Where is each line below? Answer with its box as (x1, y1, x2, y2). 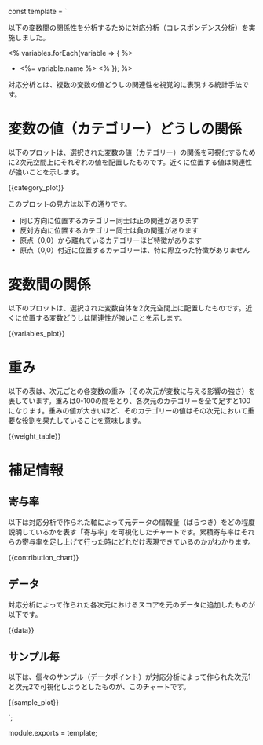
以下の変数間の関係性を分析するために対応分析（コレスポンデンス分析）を (8, 23, 249, 32)
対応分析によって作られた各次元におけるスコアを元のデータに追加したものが (8, 600, 255, 609)
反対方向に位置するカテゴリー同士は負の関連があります (19, 226, 199, 235)
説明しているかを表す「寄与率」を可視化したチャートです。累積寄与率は (8, 527, 242, 537)
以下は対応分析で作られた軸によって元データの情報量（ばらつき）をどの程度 (8, 517, 255, 527)
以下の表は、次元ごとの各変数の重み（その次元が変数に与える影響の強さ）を (8, 386, 256, 395)
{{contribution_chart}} (8, 552, 79, 562)
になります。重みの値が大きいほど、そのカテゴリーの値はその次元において (8, 406, 248, 415)
